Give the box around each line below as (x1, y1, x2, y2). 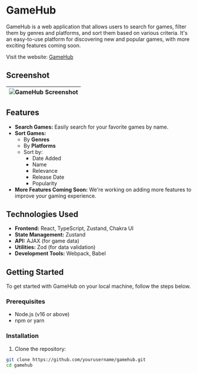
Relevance (32, 167, 58, 174)
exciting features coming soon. (6, 42, 81, 49)
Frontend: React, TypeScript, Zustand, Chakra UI (14, 225, 134, 232)
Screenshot (6, 70, 50, 80)
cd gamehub (6, 362, 33, 368)
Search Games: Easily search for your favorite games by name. (14, 123, 169, 130)
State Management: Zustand (14, 231, 86, 238)
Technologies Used (6, 209, 78, 219)
